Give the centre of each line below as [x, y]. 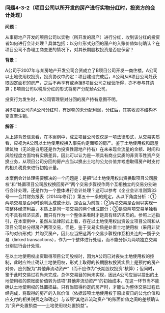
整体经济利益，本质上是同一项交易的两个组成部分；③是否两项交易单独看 [83, 209]
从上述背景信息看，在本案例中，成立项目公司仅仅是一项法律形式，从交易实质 [82, 137]
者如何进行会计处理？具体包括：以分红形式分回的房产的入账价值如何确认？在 [82, 43]
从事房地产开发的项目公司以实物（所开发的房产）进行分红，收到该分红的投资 [82, 37]
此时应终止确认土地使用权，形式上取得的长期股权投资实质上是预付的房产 [87, 262]
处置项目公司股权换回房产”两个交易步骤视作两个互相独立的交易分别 [85, 184]
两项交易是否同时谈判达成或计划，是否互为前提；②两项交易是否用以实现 [79, 203]
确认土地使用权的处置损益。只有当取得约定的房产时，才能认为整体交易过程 [80, 287]
